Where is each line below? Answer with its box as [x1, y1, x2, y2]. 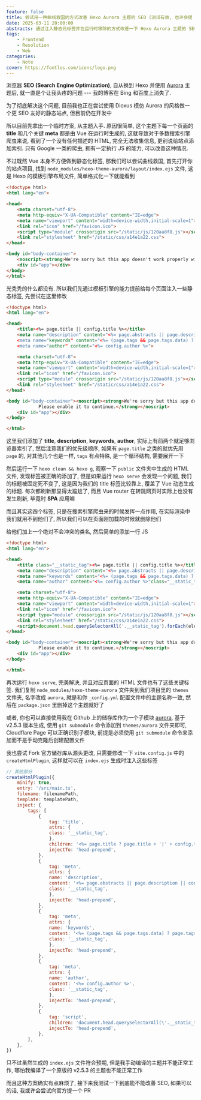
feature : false [6, 8, 44, 15]
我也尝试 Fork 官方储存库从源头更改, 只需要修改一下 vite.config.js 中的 [6, 749, 184, 756]
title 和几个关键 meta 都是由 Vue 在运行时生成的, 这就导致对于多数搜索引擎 [6, 130, 191, 137]
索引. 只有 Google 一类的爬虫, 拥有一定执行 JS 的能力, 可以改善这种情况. [11, 145, 188, 152]
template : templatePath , [17, 796, 79, 802]
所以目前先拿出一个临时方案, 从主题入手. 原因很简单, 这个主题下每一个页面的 [6, 122, 193, 130]
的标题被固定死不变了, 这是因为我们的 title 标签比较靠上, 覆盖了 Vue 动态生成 [6, 480, 194, 487]
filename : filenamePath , [17, 791, 79, 797]
